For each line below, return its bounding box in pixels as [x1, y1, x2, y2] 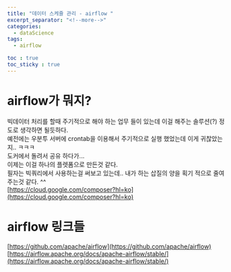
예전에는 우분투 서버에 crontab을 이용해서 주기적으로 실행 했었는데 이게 [7, 134, 199, 142]
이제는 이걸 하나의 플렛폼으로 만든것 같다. [7, 160, 118, 168]
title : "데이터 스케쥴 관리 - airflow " [7, 10, 114, 17]
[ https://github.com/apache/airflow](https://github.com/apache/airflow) [7, 242, 212, 251]
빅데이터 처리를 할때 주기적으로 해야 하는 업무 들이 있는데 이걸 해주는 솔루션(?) [7, 117, 218, 125]
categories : [7, 23, 41, 30]
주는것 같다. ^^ [7, 177, 46, 186]
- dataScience [13, 29, 54, 37]
